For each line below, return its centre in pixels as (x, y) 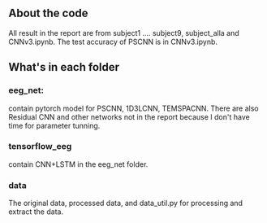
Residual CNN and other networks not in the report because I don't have (129, 116)
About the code (48, 13)
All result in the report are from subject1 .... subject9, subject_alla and (124, 33)
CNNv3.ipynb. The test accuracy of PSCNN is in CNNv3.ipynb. (113, 42)
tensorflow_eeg (40, 146)
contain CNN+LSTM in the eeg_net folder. (78, 164)
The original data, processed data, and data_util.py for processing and (126, 203)
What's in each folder (64, 67)
